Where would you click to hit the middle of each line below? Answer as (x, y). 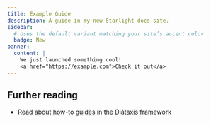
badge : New (30, 40)
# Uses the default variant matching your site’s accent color (109, 34)
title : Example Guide (39, 14)
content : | (30, 54)
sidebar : (20, 27)
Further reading (42, 95)
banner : (19, 47)
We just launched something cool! (71, 60)
